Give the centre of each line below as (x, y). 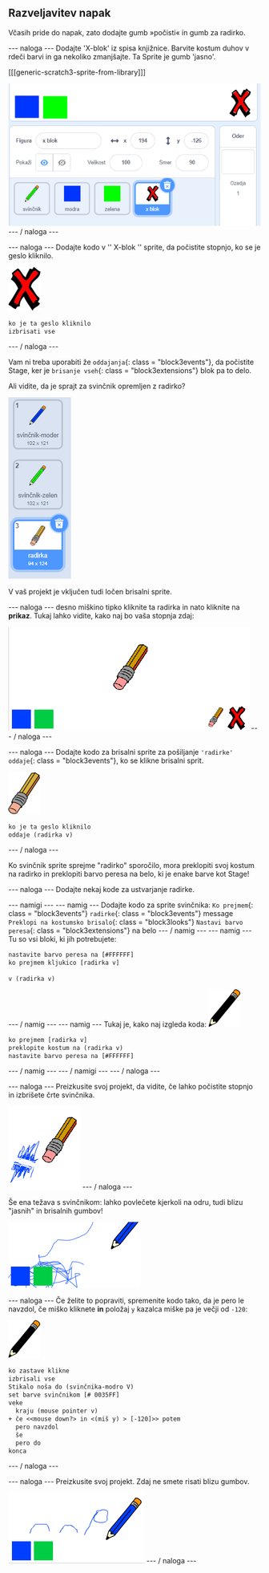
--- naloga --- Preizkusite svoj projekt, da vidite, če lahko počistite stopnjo (131, 1086)
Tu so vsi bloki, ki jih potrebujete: (62, 939)
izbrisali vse (32, 1379)
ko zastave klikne (39, 1371)
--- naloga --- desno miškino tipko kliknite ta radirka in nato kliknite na (124, 607)
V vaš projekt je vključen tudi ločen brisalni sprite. (90, 591)
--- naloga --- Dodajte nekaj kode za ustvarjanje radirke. (101, 889)
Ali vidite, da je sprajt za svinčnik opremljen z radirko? (97, 386)
